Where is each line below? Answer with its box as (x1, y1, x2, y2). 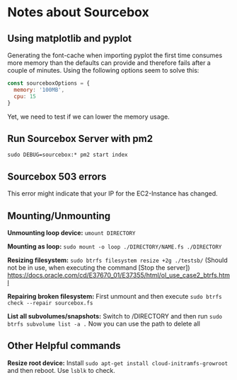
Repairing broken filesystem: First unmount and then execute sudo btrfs (7, 292, 222, 300)
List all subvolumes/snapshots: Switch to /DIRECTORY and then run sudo (7, 311, 223, 320)
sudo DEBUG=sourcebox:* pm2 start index (7, 151, 129, 159)
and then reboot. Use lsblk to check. (7, 366, 115, 374)
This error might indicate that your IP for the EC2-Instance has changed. (7, 189, 218, 198)
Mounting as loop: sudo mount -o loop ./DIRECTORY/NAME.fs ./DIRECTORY (7, 242, 222, 251)
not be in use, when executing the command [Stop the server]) (7, 263, 190, 272)
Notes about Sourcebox (7, 4, 150, 20)
